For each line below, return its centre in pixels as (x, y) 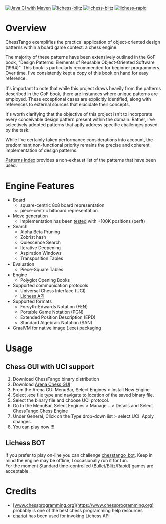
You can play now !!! (33, 427)
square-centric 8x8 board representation (62, 205)
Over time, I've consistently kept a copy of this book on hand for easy (77, 73)
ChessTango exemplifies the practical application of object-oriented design (83, 42)
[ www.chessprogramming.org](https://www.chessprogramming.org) (83, 505)
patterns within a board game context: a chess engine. (61, 47)
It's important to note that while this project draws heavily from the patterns (83, 88)
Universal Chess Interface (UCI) (53, 290)
